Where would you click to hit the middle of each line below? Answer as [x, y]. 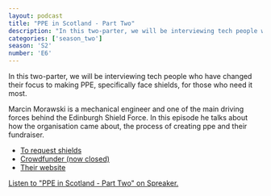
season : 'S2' [30, 46]
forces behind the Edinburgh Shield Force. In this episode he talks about [128, 117]
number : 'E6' [30, 53]
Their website [43, 167]
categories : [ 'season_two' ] [56, 38]
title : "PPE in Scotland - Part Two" [72, 23]
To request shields [51, 150]
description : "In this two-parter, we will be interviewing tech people [133, 31]
